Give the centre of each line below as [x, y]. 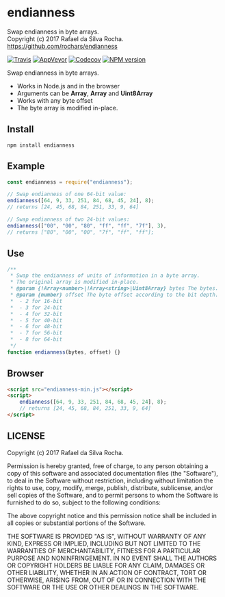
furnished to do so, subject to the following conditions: [84, 502]
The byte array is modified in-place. [67, 108]
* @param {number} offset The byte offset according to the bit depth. [114, 295]
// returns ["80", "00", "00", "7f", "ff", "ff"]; [81, 232]
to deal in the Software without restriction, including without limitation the [110, 480]
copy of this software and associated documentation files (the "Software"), [113, 473]
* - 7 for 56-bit [36, 333]
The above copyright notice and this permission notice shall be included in [112, 515]
